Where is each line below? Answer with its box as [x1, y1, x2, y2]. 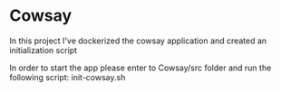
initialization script [9, 44, 78, 55]
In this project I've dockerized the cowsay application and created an [9, 35, 267, 46]
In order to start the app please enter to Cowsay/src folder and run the [9, 62, 272, 73]
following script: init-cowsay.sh [9, 71, 126, 82]
